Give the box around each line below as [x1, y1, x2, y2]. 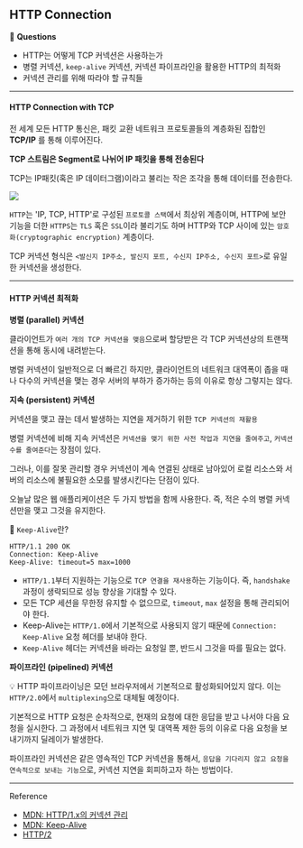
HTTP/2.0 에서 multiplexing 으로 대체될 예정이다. [9, 692, 179, 703]
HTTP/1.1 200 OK [9, 542, 70, 551]
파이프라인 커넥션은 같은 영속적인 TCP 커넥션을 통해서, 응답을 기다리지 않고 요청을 [9, 753, 289, 764]
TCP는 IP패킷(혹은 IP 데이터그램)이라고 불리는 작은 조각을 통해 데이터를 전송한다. [9, 173, 293, 184]
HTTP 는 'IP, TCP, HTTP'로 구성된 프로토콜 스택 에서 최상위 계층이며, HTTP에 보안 [9, 209, 287, 220]
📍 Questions [9, 31, 57, 41]
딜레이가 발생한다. [40, 734, 104, 745]
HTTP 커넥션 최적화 [9, 292, 79, 303]
